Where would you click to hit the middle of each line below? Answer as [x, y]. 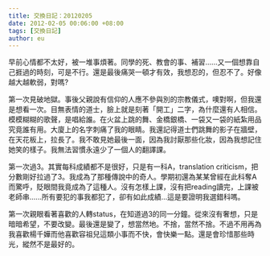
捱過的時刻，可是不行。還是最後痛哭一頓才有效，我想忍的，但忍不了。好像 [138, 72]
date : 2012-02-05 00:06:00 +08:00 [66, 23]
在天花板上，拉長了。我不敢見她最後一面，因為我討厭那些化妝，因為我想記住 [135, 140]
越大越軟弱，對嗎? [39, 82]
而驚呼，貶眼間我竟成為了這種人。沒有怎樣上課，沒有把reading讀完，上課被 [134, 187]
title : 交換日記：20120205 [50, 16]
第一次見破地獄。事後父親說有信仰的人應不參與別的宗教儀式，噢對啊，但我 [131, 99]
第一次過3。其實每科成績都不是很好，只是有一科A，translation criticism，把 [133, 167]
